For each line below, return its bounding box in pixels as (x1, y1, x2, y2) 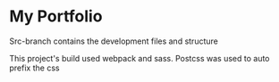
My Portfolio (9, 6, 103, 27)
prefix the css (9, 62, 60, 73)
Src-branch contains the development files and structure (9, 36, 219, 46)
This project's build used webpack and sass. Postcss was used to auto (9, 53, 270, 63)
